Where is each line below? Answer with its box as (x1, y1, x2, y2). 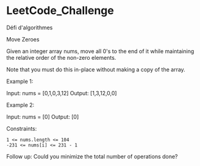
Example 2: (6, 101, 35, 109)
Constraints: (6, 125, 37, 132)
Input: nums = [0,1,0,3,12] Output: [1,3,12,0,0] (6, 89, 117, 96)
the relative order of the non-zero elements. (6, 54, 116, 61)
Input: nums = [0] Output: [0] (6, 113, 79, 120)
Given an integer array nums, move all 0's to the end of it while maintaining (6, 47, 195, 55)
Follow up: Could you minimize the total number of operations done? (6, 153, 178, 160)
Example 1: (6, 78, 34, 85)
